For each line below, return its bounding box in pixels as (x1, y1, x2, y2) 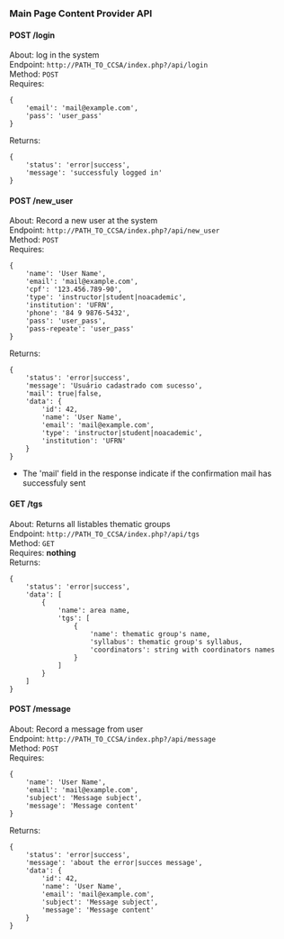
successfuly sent (22, 478, 86, 488)
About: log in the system (9, 50, 100, 60)
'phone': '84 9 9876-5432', (25, 309, 130, 318)
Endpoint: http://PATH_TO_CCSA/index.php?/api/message (9, 733, 217, 743)
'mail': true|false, (25, 389, 102, 398)
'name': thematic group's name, (89, 629, 211, 638)
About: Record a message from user (9, 724, 144, 734)
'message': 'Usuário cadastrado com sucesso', (25, 381, 203, 390)
